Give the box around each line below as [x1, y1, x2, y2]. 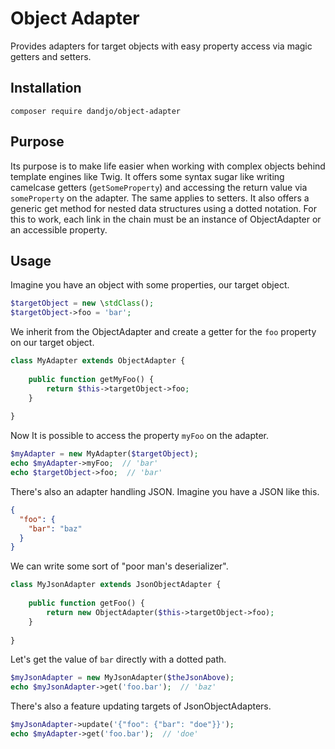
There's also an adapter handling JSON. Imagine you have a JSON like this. [10, 485, 320, 497]
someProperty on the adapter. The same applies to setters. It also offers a [10, 192, 310, 204]
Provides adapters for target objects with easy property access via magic [10, 40, 313, 52]
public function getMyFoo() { [28, 374, 155, 384]
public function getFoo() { [28, 598, 145, 608]
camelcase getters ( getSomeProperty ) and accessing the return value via [10, 181, 308, 193]
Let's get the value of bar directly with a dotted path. [10, 653, 227, 666]
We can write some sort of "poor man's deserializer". [10, 560, 229, 572]
